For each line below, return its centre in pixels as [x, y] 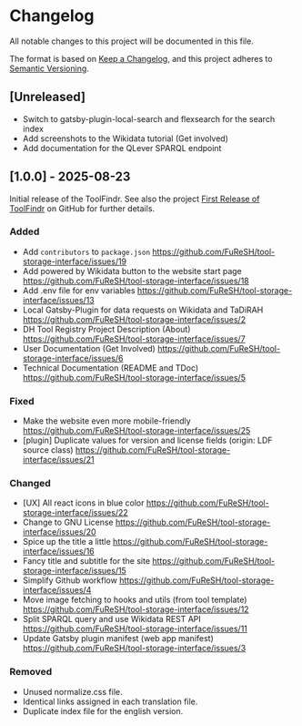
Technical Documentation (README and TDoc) [111, 368]
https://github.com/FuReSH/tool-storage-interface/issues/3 [134, 649]
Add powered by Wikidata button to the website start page [132, 271]
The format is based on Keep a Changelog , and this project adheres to [141, 58]
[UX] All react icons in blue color [83, 503]
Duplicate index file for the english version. [103, 711]
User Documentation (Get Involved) [89, 348]
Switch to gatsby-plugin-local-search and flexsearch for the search [149, 118]
